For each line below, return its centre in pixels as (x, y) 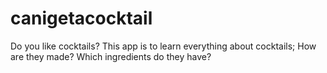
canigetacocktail (81, 18)
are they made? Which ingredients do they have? (111, 56)
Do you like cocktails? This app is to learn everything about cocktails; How (163, 46)
